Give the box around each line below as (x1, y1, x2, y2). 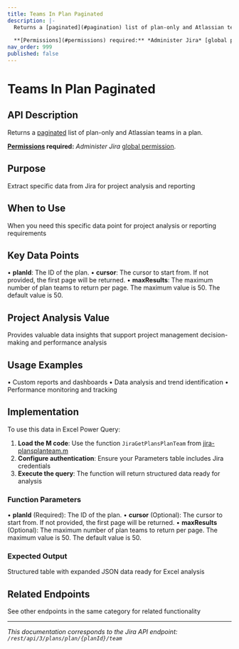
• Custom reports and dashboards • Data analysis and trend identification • (7, 377, 229, 386)
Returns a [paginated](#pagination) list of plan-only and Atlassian (14, 24, 224, 31)
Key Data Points (7, 249, 80, 261)
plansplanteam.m (17, 446, 69, 455)
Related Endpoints (7, 588, 90, 600)
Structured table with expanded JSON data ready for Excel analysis (7, 568, 205, 576)
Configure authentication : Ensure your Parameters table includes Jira (17, 454, 224, 462)
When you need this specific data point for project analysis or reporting (7, 221, 217, 230)
